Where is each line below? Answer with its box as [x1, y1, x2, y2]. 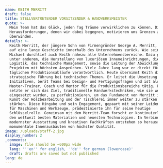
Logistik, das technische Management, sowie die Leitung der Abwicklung [9, 61, 160, 66]
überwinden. [9, 34, 34, 39]
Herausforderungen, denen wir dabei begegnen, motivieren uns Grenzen [9, 30, 155, 34]
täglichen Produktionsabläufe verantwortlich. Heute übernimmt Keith [9, 70, 153, 75]
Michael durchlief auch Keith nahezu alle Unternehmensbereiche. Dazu [9, 52, 155, 57]
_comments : [5, 137, 27, 143]
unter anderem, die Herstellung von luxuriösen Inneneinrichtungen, [9, 57, 151, 61]
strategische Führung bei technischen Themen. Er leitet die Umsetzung [9, 75, 158, 79]
